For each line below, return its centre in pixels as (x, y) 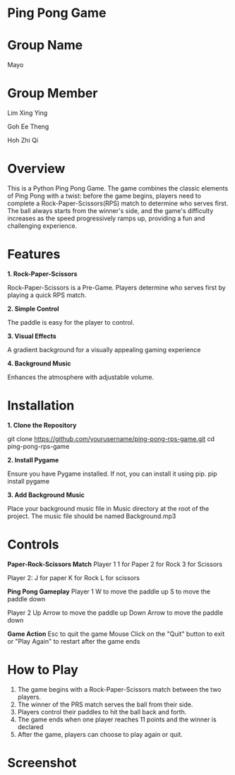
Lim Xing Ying (28, 113)
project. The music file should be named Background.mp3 (92, 516)
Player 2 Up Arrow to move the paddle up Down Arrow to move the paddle (115, 613)
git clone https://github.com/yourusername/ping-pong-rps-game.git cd (111, 438)
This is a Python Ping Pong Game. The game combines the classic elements (118, 188)
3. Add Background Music (46, 495)
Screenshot (42, 763)
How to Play (43, 670)
